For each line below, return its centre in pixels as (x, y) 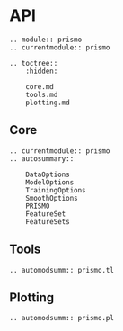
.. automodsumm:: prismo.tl (62, 270)
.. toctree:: (34, 63)
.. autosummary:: (42, 158)
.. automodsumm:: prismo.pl (62, 318)
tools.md (42, 94)
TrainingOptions (56, 190)
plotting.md (48, 103)
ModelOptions (50, 182)
